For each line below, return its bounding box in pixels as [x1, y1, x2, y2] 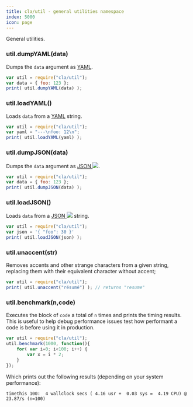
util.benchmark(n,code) [6, 298, 76, 307]
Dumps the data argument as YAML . [6, 63, 94, 70]
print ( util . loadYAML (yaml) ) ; [6, 135, 82, 141]
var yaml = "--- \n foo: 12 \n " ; [6, 129, 80, 135]
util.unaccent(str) [6, 248, 57, 256]
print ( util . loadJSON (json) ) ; [6, 235, 82, 241]
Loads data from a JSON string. [6, 213, 89, 220]
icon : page [6, 19, 33, 25]
